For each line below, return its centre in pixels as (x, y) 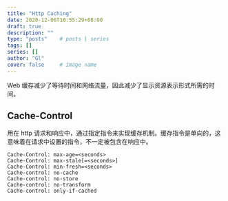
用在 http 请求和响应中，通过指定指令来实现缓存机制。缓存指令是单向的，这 (114, 133)
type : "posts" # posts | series (58, 39)
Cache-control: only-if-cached (52, 191)
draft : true (24, 26)
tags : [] (20, 45)
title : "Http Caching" (40, 13)
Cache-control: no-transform (49, 185)
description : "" (30, 33)
